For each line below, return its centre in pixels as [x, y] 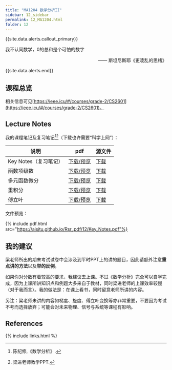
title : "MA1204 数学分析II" [34, 10]
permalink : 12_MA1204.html [34, 19]
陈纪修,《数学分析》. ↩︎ [37, 351]
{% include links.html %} [31, 336]
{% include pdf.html [26, 223]
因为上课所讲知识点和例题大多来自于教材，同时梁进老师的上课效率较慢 [88, 283]
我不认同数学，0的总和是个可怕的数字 [45, 50]
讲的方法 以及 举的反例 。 [34, 266]
